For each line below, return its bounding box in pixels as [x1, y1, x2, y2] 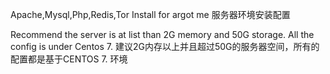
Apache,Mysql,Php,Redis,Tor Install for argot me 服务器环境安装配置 [10, 9, 291, 20]
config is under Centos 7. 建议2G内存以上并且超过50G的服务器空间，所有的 [10, 41, 320, 52]
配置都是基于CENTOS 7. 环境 [10, 53, 128, 65]
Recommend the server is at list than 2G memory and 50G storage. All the [10, 29, 315, 40]
